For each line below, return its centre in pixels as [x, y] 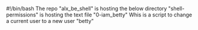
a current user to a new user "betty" [50, 21]
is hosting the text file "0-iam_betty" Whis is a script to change [116, 15]
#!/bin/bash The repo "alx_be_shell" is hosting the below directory [87, 9]
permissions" [22, 15]
